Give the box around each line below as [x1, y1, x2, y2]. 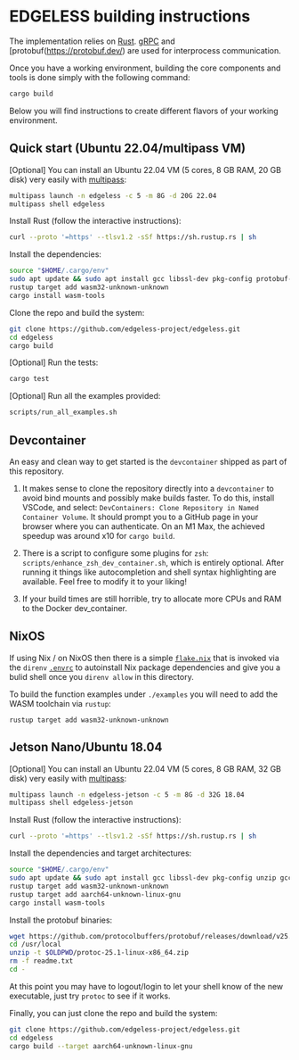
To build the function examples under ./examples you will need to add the [9, 689, 279, 700]
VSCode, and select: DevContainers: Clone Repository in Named [21, 501, 260, 512]
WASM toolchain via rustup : [9, 698, 111, 708]
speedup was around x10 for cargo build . [21, 530, 175, 541]
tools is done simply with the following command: [9, 71, 190, 82]
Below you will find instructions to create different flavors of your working [9, 105, 279, 116]
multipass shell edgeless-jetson [9, 799, 133, 807]
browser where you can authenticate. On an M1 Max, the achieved [21, 520, 265, 532]
